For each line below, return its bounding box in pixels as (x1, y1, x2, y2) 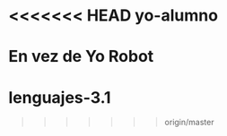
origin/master (164, 117, 214, 128)
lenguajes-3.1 (8, 87, 111, 107)
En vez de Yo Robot (8, 47, 154, 67)
